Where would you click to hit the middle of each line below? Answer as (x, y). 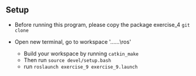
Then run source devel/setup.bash (67, 60)
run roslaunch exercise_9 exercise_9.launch (81, 66)
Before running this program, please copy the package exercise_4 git (102, 24)
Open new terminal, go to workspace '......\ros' (73, 41)
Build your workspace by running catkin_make (81, 54)
